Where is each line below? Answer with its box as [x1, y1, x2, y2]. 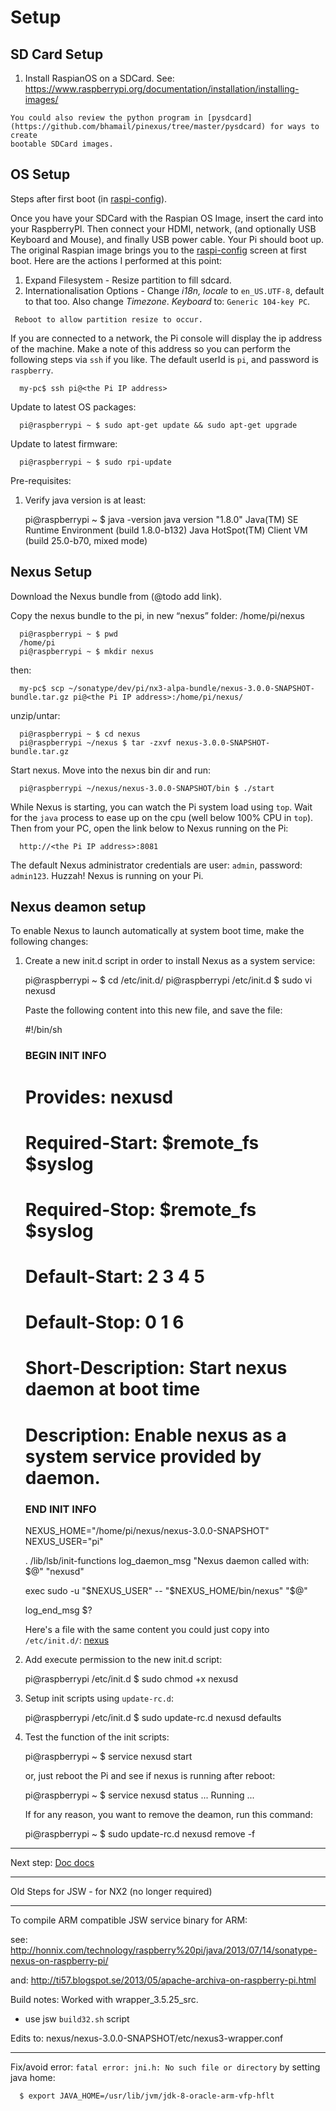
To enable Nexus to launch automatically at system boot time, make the [10, 925, 305, 937]
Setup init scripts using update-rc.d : [24, 1692, 175, 1704]
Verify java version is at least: [24, 494, 147, 506]
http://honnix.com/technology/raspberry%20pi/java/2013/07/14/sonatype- [10, 1944, 318, 1956]
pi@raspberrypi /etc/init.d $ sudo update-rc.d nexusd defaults [24, 1711, 282, 1723]
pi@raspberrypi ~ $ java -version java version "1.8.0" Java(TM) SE [24, 513, 299, 525]
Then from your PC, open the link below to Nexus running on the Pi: [10, 822, 289, 834]
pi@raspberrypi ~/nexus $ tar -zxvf [19, 737, 172, 748]
